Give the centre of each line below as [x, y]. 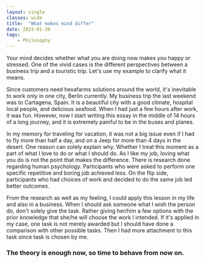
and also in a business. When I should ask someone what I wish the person [101, 204]
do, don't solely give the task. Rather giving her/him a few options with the [100, 211]
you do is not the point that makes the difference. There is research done [99, 160]
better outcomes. [28, 186]
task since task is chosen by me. [47, 237]
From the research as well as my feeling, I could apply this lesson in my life [100, 198]
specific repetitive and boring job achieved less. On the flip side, [87, 173]
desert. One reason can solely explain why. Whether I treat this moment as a [102, 147]
